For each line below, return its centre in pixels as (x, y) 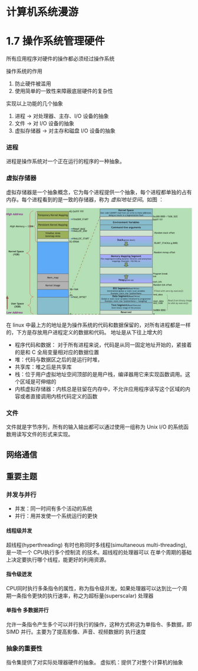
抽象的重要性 (24, 649)
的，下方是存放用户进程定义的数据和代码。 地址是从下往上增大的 (84, 333)
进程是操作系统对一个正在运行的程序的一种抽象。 (65, 161)
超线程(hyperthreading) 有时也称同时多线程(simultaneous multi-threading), (97, 544)
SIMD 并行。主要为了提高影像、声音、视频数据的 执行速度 (76, 632)
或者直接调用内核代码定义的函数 (59, 396)
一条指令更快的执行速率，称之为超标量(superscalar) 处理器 (82, 596)
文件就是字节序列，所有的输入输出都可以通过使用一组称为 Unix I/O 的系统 (95, 427)
